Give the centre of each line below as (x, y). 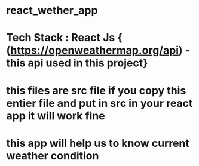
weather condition (53, 156)
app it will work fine (56, 116)
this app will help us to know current (98, 143)
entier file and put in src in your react (99, 103)
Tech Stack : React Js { (64, 38)
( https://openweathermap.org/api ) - (98, 50)
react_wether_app (52, 10)
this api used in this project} (77, 63)
